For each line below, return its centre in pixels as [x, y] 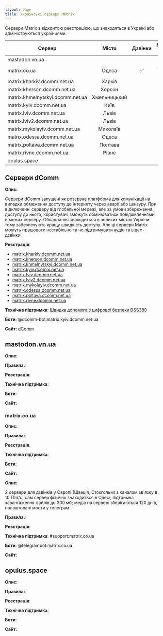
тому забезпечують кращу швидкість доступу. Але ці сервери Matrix [76, 225]
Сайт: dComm [19, 329]
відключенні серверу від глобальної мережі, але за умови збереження [79, 209]
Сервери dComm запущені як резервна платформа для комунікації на [78, 199]
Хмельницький [109, 97]
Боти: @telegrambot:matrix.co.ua [39, 545]
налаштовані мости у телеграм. [38, 508]
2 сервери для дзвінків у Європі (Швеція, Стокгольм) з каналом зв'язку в [81, 492]
